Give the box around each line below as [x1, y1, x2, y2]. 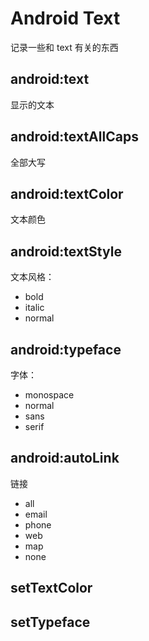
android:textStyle [10, 243, 122, 260]
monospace [24, 389, 75, 401]
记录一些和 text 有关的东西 [10, 41, 119, 53]
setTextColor [10, 580, 93, 597]
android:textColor [10, 185, 124, 202]
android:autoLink [10, 450, 120, 467]
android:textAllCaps [10, 128, 139, 146]
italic [24, 302, 45, 314]
